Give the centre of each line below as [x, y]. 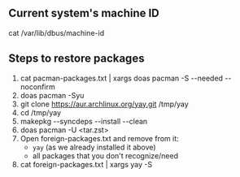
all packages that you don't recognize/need [105, 155]
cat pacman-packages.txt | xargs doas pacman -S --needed [122, 78]
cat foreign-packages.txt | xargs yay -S [86, 164]
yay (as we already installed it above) [94, 147]
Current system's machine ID [84, 13]
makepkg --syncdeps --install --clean [84, 121]
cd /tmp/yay [41, 112]
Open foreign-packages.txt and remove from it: [99, 138]
